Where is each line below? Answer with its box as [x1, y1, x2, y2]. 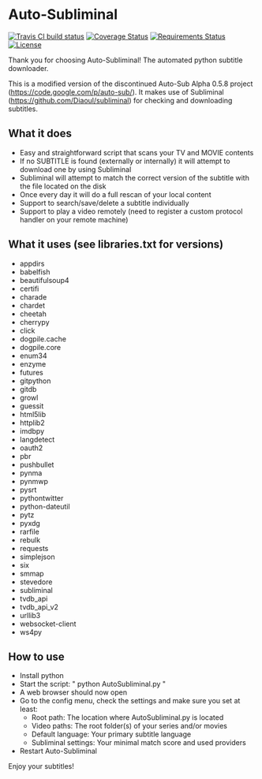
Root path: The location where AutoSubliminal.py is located [31, 713, 224, 722]
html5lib [19, 409, 46, 419]
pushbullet [19, 460, 54, 469]
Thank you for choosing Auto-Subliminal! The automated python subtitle [8, 55, 243, 65]
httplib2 [19, 418, 45, 427]
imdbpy [19, 426, 45, 435]
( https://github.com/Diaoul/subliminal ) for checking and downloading [8, 95, 233, 105]
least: [19, 704, 38, 714]
